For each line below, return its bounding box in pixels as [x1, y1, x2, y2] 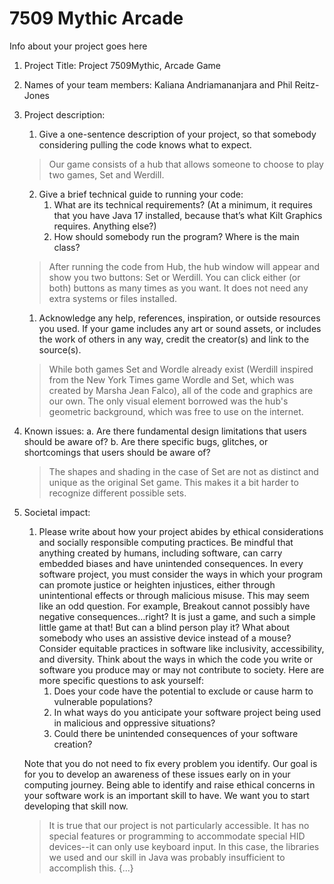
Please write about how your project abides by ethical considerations [38, 525, 324, 537]
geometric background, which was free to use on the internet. [48, 405, 304, 417]
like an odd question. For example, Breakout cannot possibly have [38, 600, 311, 612]
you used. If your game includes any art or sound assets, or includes [38, 322, 322, 334]
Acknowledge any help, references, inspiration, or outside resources [38, 312, 321, 324]
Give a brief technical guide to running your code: [38, 188, 244, 200]
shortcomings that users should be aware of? [23, 446, 211, 458]
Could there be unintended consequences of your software [53, 727, 299, 739]
